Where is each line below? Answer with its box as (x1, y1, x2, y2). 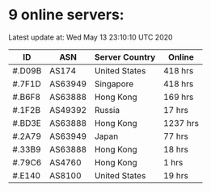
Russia (94, 104, 120, 115)
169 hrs (162, 91, 194, 102)
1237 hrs (162, 117, 200, 128)
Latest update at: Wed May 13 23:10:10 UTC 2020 (8, 32, 173, 42)
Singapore (94, 78, 134, 90)
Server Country (94, 51, 156, 62)
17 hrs (162, 104, 188, 115)
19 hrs (162, 169, 188, 181)
